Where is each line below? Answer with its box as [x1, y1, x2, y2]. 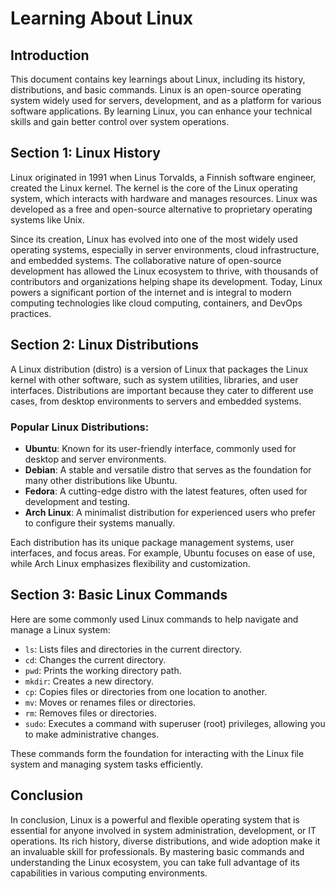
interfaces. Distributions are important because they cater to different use [10, 384, 314, 396]
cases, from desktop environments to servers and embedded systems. [10, 395, 302, 407]
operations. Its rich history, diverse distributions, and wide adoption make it [10, 835, 321, 847]
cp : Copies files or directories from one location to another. [24, 685, 268, 697]
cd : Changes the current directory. [24, 653, 167, 666]
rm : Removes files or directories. [24, 707, 157, 719]
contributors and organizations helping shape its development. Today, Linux [10, 275, 323, 287]
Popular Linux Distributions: [10, 420, 150, 434]
